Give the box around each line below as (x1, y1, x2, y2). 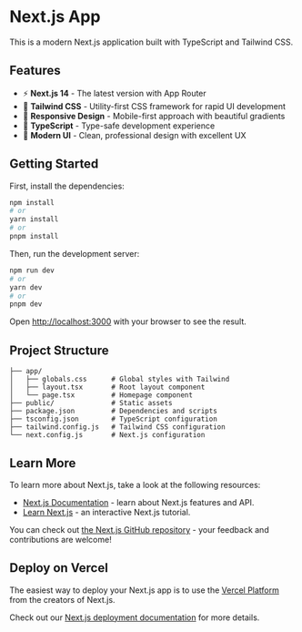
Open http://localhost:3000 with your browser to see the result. (9, 316, 247, 327)
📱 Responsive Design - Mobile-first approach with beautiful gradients (22, 110, 286, 121)
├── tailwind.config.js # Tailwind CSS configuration (9, 423, 226, 432)
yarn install (9, 215, 59, 224)
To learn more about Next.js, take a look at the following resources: (9, 479, 261, 490)
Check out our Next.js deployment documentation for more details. (9, 612, 260, 623)
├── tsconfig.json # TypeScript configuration (9, 414, 218, 424)
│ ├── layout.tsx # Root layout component (9, 382, 206, 392)
